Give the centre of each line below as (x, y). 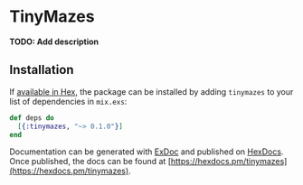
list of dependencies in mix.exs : (68, 101)
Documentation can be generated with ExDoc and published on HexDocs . (147, 152)
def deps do (32, 118)
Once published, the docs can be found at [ (90, 162)
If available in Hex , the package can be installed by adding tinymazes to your (151, 91)
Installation (42, 70)
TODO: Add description (54, 42)
